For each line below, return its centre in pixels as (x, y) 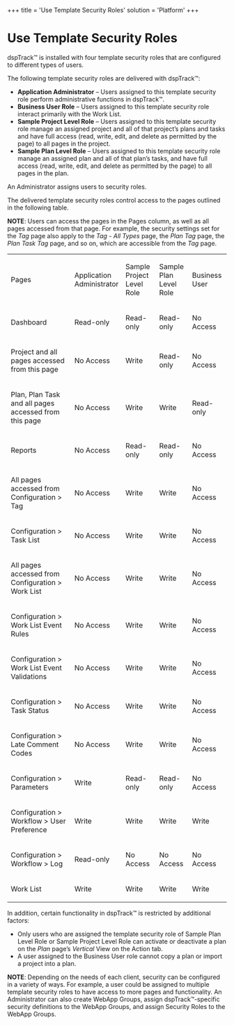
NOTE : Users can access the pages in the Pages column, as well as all (108, 221)
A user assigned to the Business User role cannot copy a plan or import (120, 956)
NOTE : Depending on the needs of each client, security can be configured (114, 977)
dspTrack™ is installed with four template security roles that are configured (114, 57)
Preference (29, 829)
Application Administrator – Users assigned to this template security (117, 92)
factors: (18, 920)
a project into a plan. (47, 963)
